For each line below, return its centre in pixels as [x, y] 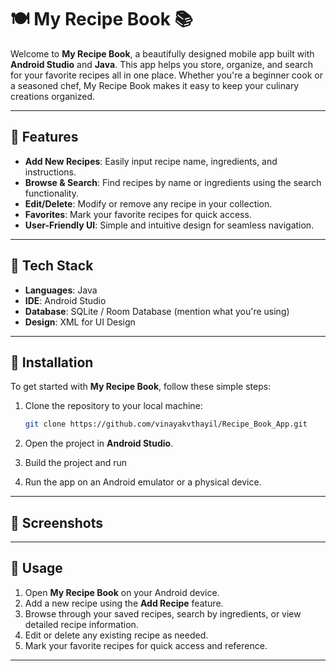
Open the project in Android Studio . [99, 443]
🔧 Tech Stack [52, 266]
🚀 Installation [52, 362]
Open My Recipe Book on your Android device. [122, 592]
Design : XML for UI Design [80, 322]
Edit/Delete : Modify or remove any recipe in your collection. [148, 203]
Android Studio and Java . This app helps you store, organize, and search [162, 64]
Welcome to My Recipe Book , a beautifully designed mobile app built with [162, 53]
